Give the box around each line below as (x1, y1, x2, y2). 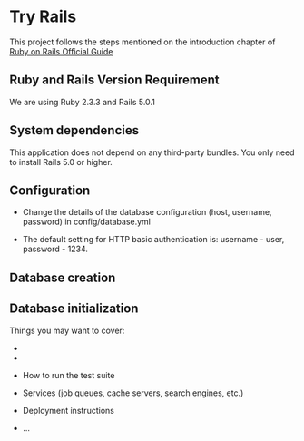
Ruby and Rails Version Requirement (9, 73, 220, 88)
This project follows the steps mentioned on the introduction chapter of (9, 36, 276, 47)
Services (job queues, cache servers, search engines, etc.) (22, 387, 244, 398)
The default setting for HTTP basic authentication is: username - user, (22, 234, 285, 245)
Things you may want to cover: (9, 325, 125, 336)
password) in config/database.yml (22, 216, 152, 228)
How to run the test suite (22, 369, 115, 380)
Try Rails (9, 6, 77, 27)
